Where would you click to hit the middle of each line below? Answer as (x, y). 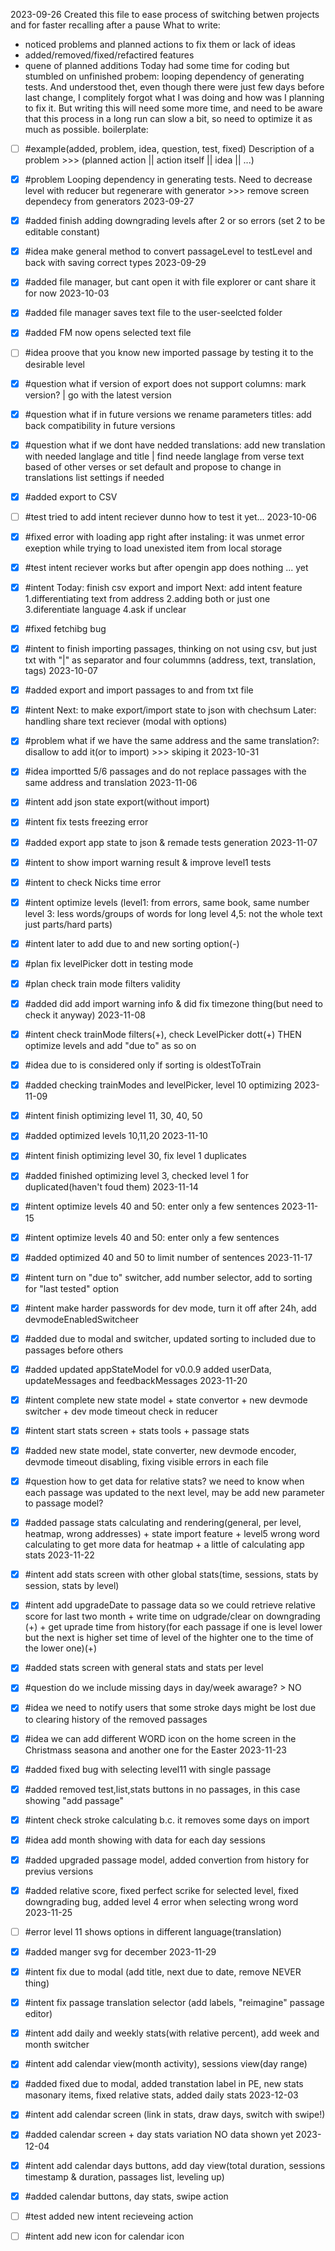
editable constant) (62, 232)
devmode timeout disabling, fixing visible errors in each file (146, 1462)
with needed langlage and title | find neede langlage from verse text (164, 456)
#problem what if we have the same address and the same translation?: (172, 741)
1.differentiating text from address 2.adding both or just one (147, 598)
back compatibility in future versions (100, 425)
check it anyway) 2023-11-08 (85, 1015)
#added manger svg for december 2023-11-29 (120, 1952)
